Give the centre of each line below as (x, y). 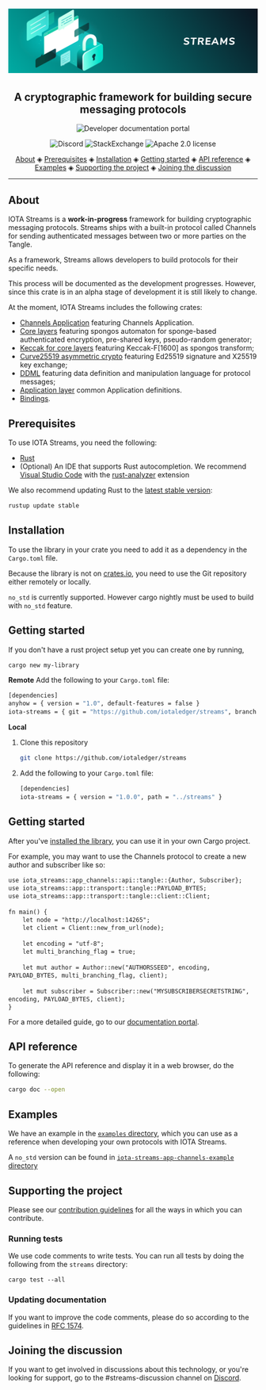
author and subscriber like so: (57, 864)
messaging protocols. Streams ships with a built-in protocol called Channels (132, 228)
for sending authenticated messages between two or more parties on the (127, 236)
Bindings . (35, 399)
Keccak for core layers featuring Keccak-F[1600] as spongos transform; (137, 348)
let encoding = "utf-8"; (63, 944)
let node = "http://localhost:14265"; (86, 920)
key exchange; (44, 365)
